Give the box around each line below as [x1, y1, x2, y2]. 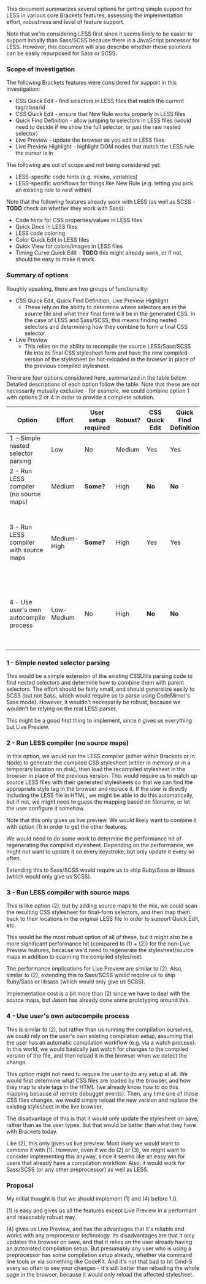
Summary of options [6, 271, 69, 280]
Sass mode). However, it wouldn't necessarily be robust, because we [6, 698, 181, 705]
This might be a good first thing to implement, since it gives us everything [6, 717, 193, 724]
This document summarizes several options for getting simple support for [6, 6, 193, 12]
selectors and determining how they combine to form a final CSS [24, 323, 188, 330]
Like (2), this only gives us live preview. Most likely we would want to [6, 1139, 180, 1147]
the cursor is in [15, 150, 53, 157]
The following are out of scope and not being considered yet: [6, 161, 161, 169]
